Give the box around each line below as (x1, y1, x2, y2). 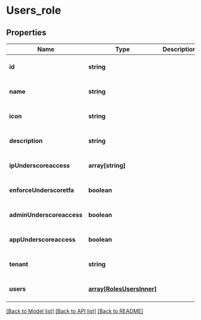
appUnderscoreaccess (9, 236, 76, 243)
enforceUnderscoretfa (9, 186, 74, 194)
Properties (6, 28, 47, 38)
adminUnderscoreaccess (9, 211, 83, 219)
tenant (9, 260, 29, 268)
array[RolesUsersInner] (88, 285, 157, 293)
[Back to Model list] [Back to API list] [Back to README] (6, 307, 144, 315)
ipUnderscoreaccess (9, 161, 70, 169)
